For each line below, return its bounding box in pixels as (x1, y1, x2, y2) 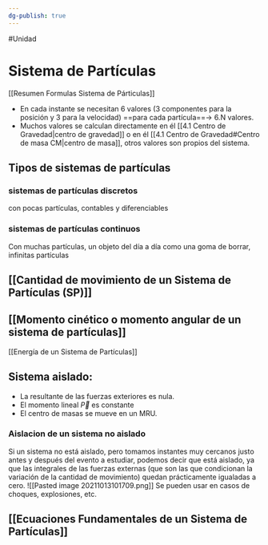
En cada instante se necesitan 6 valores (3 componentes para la (19, 103, 232, 113)
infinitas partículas (8, 250, 70, 260)
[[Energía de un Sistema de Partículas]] (8, 346, 138, 357)
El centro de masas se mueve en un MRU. (19, 408, 158, 418)
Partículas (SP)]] (8, 285, 92, 299)
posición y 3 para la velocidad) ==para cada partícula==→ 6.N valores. (19, 112, 254, 122)
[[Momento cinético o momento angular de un (8, 313, 242, 327)
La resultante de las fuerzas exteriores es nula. (19, 391, 174, 401)
